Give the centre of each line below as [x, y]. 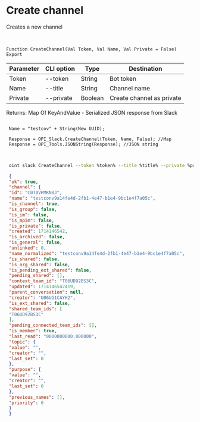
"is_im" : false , [29, 215]
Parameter [24, 68]
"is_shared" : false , [34, 259]
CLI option [60, 68]
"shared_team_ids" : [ [35, 309]
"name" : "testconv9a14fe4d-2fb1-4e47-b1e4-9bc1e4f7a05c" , [82, 199]
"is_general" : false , [35, 243]
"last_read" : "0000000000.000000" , [53, 336]
